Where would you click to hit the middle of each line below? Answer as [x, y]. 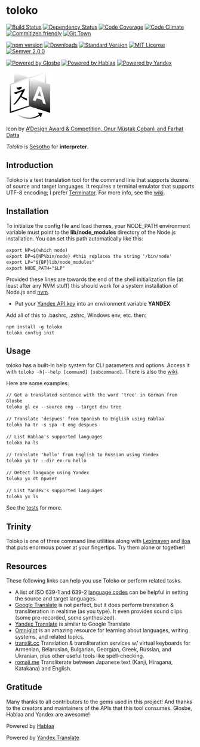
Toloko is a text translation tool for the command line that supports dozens [98, 179]
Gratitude [24, 687]
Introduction [30, 165]
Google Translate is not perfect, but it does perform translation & [94, 605]
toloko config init [30, 333]
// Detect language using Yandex [48, 473]
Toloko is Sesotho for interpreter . [47, 147]
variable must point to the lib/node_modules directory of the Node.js [91, 232]
